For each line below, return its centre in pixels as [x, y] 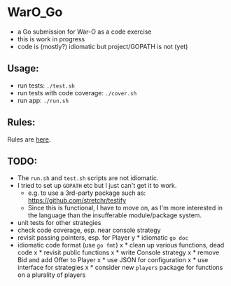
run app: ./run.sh [43, 100]
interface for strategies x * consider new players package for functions [120, 268]
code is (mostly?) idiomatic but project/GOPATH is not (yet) [103, 46]
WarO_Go [35, 12]
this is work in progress [51, 39]
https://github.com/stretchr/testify [77, 200]
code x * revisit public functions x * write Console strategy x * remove [118, 252]
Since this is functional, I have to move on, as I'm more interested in [125, 208]
